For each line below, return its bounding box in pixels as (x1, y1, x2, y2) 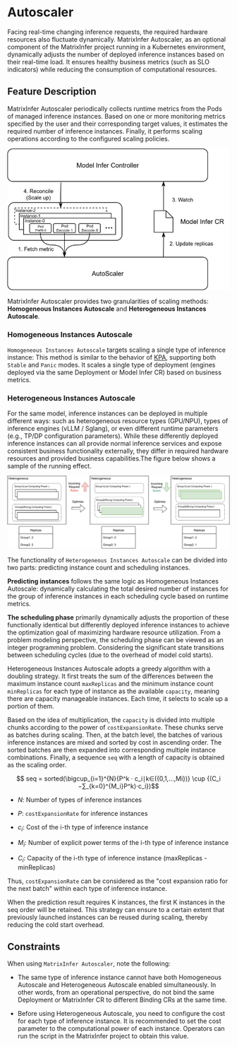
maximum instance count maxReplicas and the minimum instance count (7, 680, 214, 688)
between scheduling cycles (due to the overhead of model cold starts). (7, 651, 214, 659)
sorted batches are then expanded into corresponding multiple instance (7, 746, 217, 755)
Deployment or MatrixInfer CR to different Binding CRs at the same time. (17, 995, 227, 1004)
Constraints (7, 941, 61, 953)
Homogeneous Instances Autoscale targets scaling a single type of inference (7, 345, 226, 354)
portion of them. (7, 702, 54, 711)
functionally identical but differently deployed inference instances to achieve (7, 621, 230, 629)
